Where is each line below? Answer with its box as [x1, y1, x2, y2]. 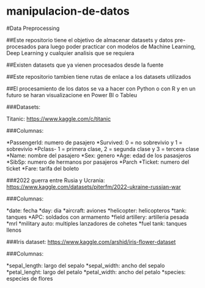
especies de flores [6, 275, 53, 282]
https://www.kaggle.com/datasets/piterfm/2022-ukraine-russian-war [6, 183, 181, 190]
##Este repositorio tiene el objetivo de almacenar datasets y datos [6, 36, 173, 43]
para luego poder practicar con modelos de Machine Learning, [37, 43, 196, 50]
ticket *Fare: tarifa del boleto [6, 164, 80, 172]
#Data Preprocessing [6, 24, 60, 32]
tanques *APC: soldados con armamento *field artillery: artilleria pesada [6, 213, 189, 221]
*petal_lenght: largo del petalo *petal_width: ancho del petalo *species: [6, 268, 186, 276]
